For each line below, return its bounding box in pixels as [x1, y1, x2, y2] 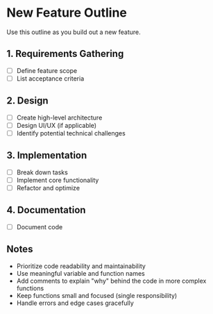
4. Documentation [6, 204, 86, 216]
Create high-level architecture [16, 113, 103, 122]
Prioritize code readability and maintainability [16, 262, 146, 270]
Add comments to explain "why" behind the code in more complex [16, 276, 207, 285]
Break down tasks [16, 168, 69, 176]
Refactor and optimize [16, 183, 80, 192]
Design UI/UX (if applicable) [16, 121, 97, 129]
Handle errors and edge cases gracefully [16, 299, 135, 307]
